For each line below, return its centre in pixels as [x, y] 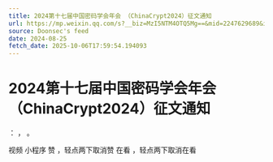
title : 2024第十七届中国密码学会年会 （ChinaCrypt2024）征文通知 [110, 16]
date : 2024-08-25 [38, 38]
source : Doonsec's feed [49, 31]
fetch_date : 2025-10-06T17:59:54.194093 [78, 46]
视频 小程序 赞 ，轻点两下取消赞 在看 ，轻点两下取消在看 [102, 150]
